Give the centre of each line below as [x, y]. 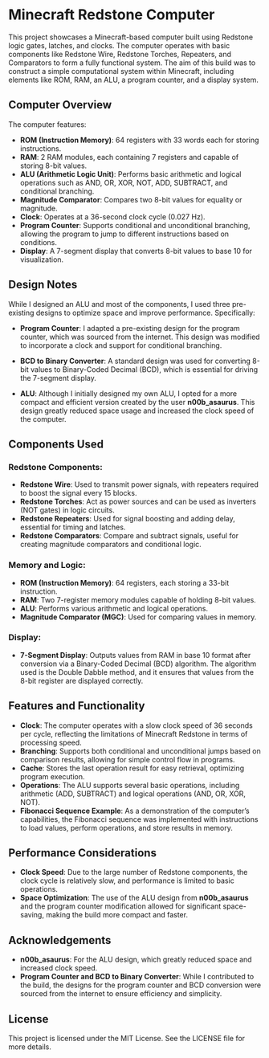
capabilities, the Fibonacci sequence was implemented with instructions [139, 819]
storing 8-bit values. [53, 165]
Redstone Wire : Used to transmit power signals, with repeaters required [139, 484]
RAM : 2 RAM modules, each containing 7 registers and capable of [129, 157]
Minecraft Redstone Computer [112, 15]
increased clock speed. [59, 968]
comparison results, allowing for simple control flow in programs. [127, 759]
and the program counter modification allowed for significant [120, 906]
